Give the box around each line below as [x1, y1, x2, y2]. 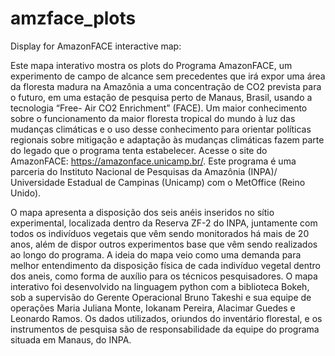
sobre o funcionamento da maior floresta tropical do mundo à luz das [10, 112, 296, 124]
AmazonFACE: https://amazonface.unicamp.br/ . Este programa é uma [10, 155, 297, 167]
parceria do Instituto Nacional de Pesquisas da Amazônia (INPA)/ [10, 165, 278, 177]
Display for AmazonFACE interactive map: [10, 40, 182, 52]
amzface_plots [10, 7, 137, 30]
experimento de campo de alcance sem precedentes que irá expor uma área [10, 70, 326, 82]
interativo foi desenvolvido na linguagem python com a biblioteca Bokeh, [10, 280, 310, 292]
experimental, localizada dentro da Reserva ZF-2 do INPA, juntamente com [10, 217, 318, 229]
